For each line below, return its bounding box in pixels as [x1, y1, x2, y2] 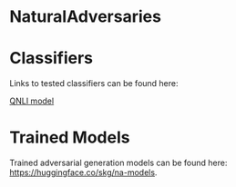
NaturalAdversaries [9, 6, 162, 27]
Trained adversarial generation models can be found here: [9, 157, 228, 169]
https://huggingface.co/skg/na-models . [9, 167, 158, 178]
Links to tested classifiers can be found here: [9, 78, 180, 89]
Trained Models [9, 127, 130, 148]
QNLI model [9, 95, 55, 106]
